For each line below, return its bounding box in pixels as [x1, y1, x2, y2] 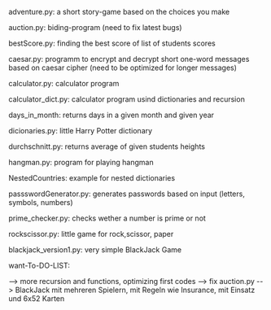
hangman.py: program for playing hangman [8, 158, 154, 167]
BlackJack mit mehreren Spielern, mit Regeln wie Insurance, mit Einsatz [15, 285, 256, 295]
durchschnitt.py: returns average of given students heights [8, 142, 206, 151]
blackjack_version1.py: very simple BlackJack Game [8, 245, 181, 255]
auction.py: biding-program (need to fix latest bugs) [8, 23, 182, 32]
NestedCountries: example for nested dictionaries [8, 173, 176, 182]
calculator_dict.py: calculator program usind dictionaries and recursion [8, 94, 246, 104]
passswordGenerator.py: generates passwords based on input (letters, [8, 189, 246, 199]
